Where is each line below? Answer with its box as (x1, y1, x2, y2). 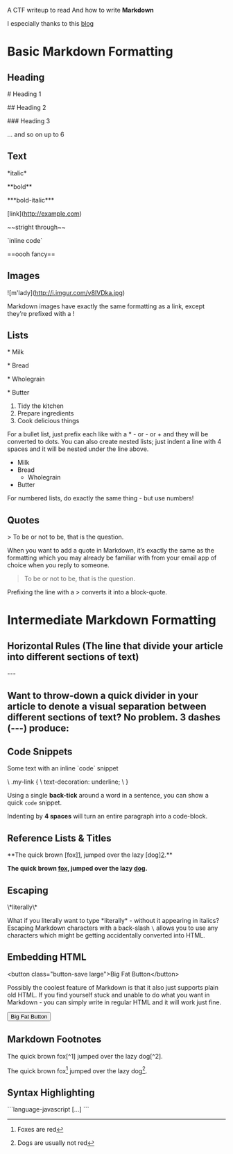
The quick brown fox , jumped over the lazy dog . (7, 864, 148, 873)
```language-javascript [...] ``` (7, 1105, 89, 1114)
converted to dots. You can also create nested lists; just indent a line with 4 (7, 438, 222, 446)
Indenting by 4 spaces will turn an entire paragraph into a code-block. (7, 812, 208, 821)
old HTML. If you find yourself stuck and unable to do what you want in (7, 990, 210, 999)
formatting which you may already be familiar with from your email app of (7, 553, 217, 562)
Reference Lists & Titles (7, 832, 112, 844)
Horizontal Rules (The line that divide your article (7, 640, 223, 651)
